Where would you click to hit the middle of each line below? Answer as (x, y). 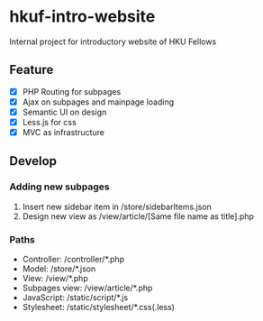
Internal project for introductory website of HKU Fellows (113, 41)
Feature (32, 70)
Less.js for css (49, 122)
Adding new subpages (59, 187)
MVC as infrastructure (63, 132)
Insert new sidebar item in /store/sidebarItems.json (117, 206)
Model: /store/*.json (59, 269)
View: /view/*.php (55, 279)
